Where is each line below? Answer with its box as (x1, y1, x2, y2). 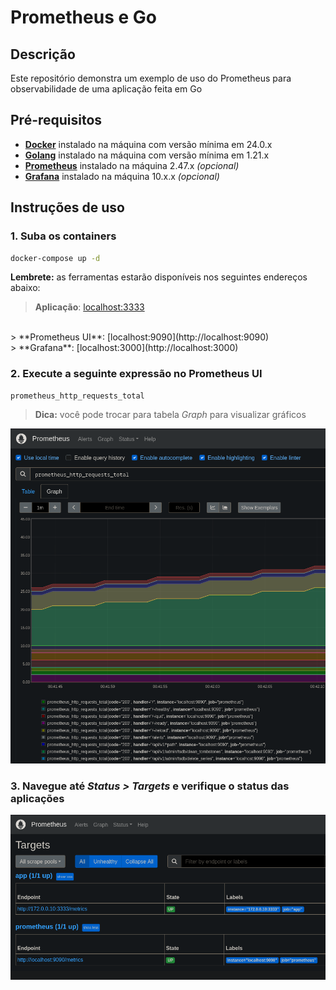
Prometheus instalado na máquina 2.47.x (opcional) (24, 159, 240, 171)
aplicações (10, 791, 65, 805)
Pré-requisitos (10, 112, 103, 129)
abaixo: (10, 282, 41, 294)
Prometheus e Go (10, 6, 157, 29)
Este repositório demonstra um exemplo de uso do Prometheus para (10, 72, 292, 84)
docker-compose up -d (10, 253, 101, 263)
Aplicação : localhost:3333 (34, 301, 145, 313)
